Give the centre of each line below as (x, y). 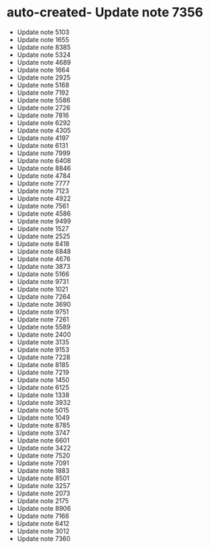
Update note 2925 (44, 77)
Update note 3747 (43, 433)
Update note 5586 (43, 100)
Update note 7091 (43, 462)
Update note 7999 (43, 153)
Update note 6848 (44, 251)
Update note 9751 (43, 312)
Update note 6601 (43, 440)
